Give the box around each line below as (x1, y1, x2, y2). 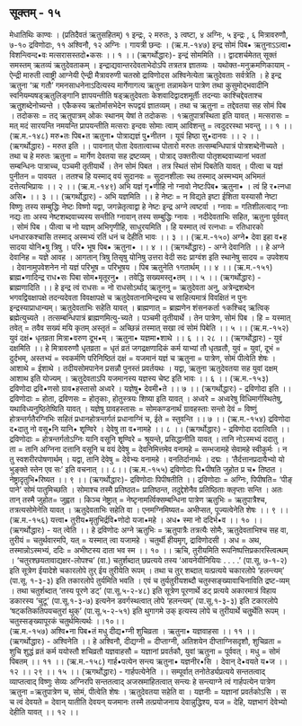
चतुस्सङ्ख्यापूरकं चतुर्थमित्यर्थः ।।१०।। (9, 615, 126, 626)
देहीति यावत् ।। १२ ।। (9, 706, 79, 717)
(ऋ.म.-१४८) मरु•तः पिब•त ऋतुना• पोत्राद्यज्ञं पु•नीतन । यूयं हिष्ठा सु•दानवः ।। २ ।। (9, 130, 260, 141)
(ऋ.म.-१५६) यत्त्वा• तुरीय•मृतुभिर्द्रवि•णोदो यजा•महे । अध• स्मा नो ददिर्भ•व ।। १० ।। (9, 514, 263, 525)
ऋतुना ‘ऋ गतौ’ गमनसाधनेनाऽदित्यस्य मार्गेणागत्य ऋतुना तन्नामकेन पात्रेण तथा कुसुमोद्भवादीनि (9, 79, 270, 91)
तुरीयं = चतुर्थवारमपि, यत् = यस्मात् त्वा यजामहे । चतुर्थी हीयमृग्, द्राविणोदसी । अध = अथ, (9, 535, 262, 545)
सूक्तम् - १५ (9, 5, 61, 21)
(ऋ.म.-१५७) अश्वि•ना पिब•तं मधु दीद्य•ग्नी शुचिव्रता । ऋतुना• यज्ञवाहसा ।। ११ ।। (9, 625, 256, 636)
